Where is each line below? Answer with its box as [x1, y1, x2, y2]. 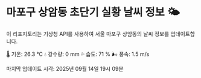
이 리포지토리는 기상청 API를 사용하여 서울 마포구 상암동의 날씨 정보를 [6, 30, 170, 37]
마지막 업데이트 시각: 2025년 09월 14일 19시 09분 [6, 65, 124, 72]
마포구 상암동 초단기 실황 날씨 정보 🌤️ [6, 5, 180, 19]
